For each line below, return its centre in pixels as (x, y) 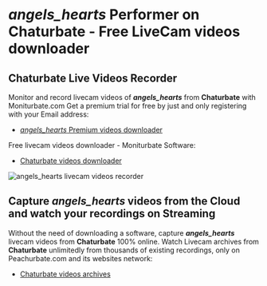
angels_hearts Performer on (104, 15)
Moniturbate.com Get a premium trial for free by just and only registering (128, 106)
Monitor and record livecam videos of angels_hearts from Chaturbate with (132, 97)
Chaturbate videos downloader (71, 161)
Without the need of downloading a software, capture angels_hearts (122, 232)
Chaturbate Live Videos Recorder (93, 78)
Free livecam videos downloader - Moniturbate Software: (102, 145)
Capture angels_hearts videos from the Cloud (124, 201)
